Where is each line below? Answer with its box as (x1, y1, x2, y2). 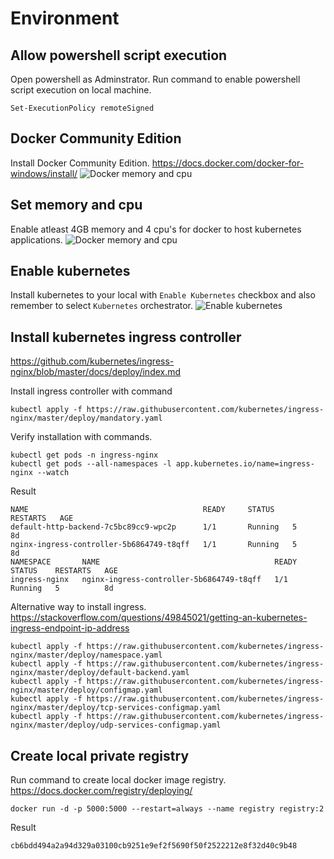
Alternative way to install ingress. (10, 601, 147, 613)
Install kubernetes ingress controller (10, 328, 242, 346)
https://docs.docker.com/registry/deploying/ (10, 785, 193, 797)
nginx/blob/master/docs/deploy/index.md (10, 366, 182, 378)
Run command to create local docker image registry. (10, 774, 227, 786)
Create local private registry (10, 747, 190, 764)
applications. (10, 233, 63, 246)
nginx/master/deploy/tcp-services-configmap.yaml (10, 703, 222, 713)
